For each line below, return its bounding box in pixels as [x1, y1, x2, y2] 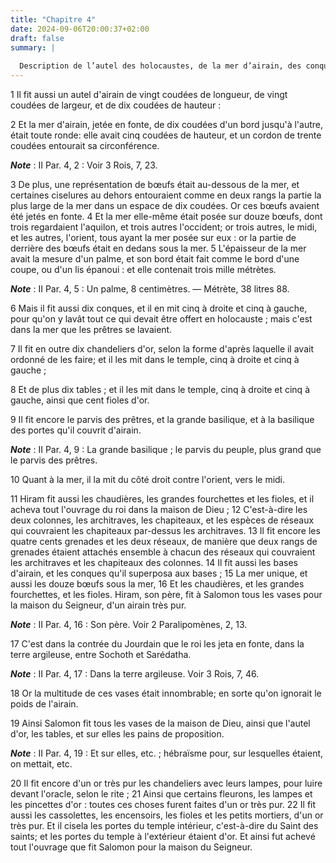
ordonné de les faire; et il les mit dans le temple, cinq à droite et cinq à [10, 354, 300, 365]
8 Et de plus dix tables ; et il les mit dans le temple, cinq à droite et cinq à [10, 384, 310, 395]
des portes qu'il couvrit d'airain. [10, 424, 142, 436]
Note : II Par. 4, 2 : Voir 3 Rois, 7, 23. [10, 159, 158, 171]
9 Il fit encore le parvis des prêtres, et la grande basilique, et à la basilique [10, 414, 315, 425]
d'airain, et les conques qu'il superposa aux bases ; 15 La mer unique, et [10, 567, 308, 579]
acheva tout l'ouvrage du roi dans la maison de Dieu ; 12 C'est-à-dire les [10, 504, 308, 515]
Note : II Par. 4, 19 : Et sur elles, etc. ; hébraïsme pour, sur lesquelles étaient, [10, 747, 324, 759]
